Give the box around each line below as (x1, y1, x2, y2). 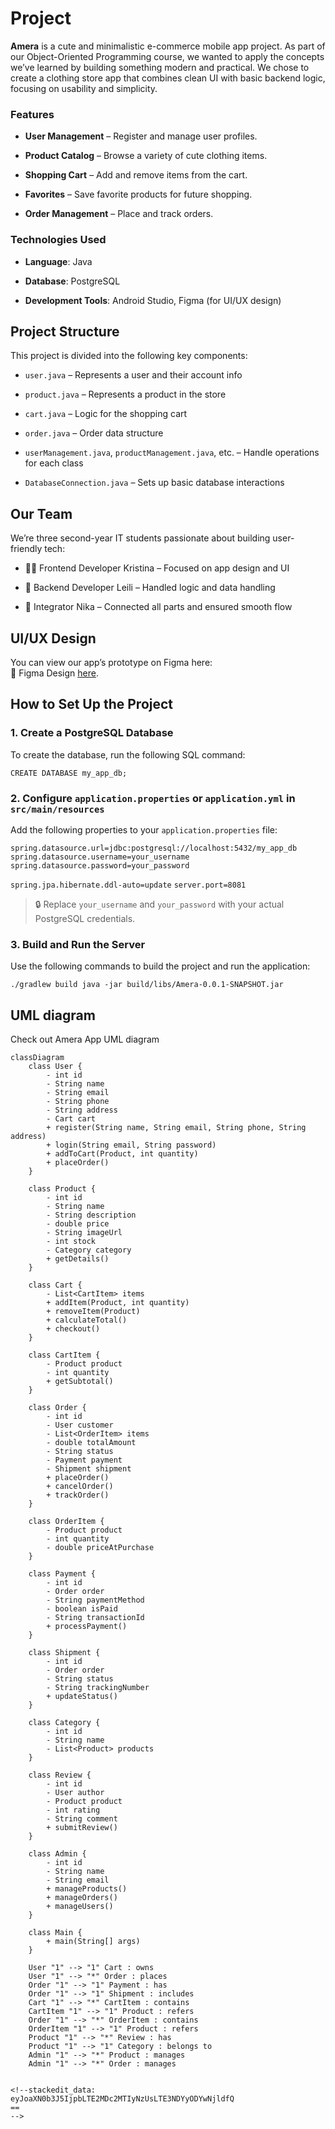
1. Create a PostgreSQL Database (10, 726, 174, 740)
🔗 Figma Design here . (10, 667, 99, 679)
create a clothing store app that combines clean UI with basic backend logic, (10, 72, 326, 84)
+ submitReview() (46, 1823, 118, 1833)
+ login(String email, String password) (46, 1140, 217, 1151)
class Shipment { (28, 1648, 101, 1658)
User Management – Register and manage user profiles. (24, 130, 258, 142)
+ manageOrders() (46, 1893, 118, 1903)
